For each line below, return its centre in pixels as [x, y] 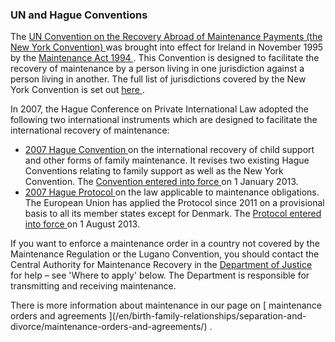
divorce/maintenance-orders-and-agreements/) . [111, 327]
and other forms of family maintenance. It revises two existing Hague [167, 160]
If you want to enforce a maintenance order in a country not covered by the [165, 244]
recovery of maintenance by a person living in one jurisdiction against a [157, 69]
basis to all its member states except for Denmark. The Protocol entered [173, 214]
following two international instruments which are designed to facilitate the [164, 120]
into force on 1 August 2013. [82, 224]
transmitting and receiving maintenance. [93, 286]
